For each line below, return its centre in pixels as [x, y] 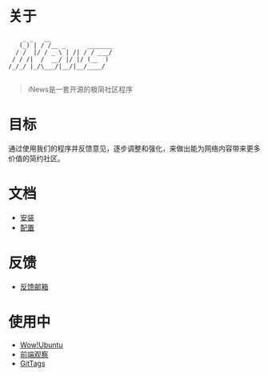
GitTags [32, 363]
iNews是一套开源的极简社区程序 [80, 89]
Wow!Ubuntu [41, 345]
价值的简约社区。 [36, 158]
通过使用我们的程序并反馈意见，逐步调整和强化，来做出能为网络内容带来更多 [134, 148]
